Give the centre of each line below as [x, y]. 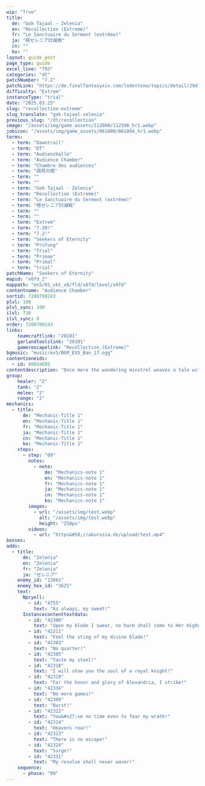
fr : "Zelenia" [41, 569]
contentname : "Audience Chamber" [49, 290]
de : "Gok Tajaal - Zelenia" [48, 23]
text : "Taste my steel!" [65, 660]
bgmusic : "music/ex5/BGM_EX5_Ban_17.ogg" [60, 353]
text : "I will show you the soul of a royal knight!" [103, 671]
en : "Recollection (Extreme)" [50, 29]
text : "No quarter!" [59, 648]
